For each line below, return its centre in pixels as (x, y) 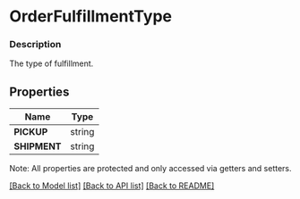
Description (35, 45)
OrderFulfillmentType (91, 17)
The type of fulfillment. (51, 63)
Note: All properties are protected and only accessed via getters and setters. (151, 169)
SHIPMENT (38, 146)
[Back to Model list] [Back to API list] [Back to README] (112, 186)
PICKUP (31, 132)
